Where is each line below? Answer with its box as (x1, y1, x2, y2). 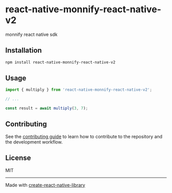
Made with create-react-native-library (5, 182, 85, 188)
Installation (5, 46, 42, 55)
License (5, 154, 31, 162)
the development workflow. (5, 139, 63, 145)
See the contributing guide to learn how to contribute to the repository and (5, 133, 163, 139)
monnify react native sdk (5, 31, 58, 37)
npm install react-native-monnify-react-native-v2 (5, 60, 116, 65)
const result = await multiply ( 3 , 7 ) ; (5, 106, 88, 111)
